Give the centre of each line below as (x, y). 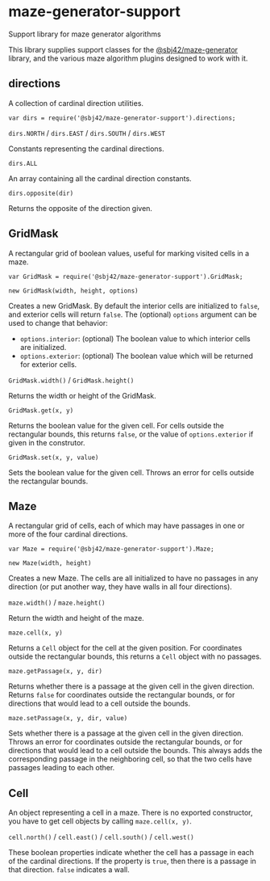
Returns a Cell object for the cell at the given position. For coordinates (125, 648)
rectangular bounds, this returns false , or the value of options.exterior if (131, 434)
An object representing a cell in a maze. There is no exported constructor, (131, 813)
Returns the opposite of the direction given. (81, 208)
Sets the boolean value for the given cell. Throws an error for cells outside (131, 472)
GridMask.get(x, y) (41, 411)
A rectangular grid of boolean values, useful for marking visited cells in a (129, 253)
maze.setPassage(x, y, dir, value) (68, 719)
